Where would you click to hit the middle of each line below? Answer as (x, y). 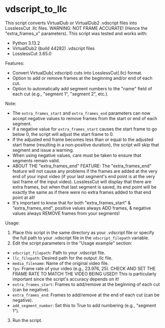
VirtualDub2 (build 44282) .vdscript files (54, 48)
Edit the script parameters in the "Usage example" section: (72, 243)
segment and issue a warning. (43, 150)
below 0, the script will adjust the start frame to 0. (63, 134)
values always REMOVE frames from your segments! (66, 213)
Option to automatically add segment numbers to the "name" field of (82, 88)
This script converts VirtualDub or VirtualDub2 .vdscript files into (71, 23)
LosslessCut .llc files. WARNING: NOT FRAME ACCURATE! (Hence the (76, 28)
